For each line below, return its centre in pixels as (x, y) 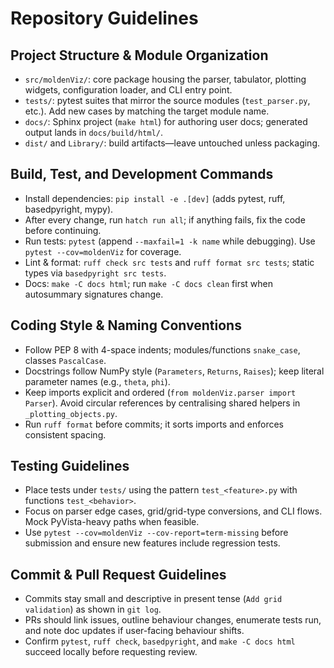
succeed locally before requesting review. (111, 652)
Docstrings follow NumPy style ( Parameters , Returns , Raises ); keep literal (174, 371)
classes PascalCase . (65, 360)
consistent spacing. (65, 434)
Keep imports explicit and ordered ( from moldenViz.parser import (160, 392)
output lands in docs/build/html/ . (94, 132)
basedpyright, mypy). (69, 209)
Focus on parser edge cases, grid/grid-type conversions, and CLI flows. (173, 511)
